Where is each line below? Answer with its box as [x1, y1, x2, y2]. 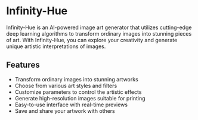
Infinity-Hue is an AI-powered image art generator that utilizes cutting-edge [6, 24, 192, 31]
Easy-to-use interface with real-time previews [14, 101, 128, 108]
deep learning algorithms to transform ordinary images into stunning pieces [6, 30, 192, 37]
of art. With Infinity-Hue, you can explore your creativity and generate [6, 36, 178, 43]
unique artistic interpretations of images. [6, 43, 106, 50]
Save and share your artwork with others [14, 107, 115, 114]
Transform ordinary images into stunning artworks [14, 75, 138, 83]
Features [6, 60, 40, 70]
